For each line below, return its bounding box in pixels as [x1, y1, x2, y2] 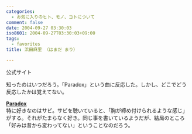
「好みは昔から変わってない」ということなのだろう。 [6, 121, 133, 129]
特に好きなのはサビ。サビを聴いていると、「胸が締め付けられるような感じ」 [6, 106, 188, 114]
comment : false [6, 19, 43, 25]
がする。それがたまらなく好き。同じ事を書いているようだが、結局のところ [6, 114, 186, 121]
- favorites [11, 42, 41, 47]
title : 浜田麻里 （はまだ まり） [6, 47, 78, 53]
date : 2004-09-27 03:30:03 [6, 25, 72, 31]
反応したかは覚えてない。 [6, 88, 67, 95]
